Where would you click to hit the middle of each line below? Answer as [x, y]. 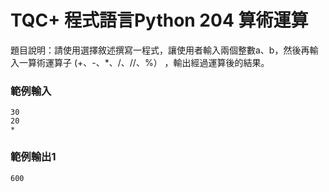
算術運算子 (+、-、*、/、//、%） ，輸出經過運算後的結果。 [148, 62]
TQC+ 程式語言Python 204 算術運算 [159, 20]
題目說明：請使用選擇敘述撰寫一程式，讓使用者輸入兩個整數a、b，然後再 [160, 50]
